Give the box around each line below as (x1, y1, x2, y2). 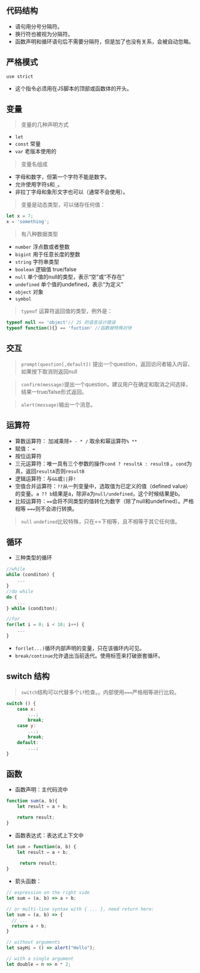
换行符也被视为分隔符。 (14, 30, 73, 37)
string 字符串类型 (14, 258, 59, 266)
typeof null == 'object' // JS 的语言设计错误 (6, 319, 116, 326)
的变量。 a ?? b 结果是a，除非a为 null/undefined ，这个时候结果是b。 (14, 490, 184, 497)
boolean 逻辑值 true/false (14, 266, 77, 273)
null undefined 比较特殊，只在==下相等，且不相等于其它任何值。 (20, 518, 181, 525)
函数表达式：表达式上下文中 (14, 832, 84, 839)
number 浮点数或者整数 (14, 243, 70, 251)
